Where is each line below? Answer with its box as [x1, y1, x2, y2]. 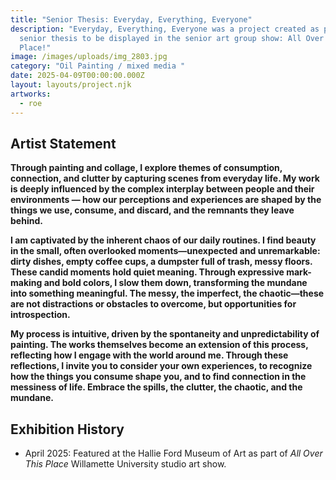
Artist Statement [10, 135, 117, 152]
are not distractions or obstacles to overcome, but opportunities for [10, 298, 297, 310]
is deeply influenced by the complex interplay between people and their [10, 183, 315, 195]
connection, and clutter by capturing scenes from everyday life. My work [10, 172, 320, 185]
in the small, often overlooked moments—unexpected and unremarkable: [10, 245, 321, 257]
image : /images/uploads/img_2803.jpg [10, 52, 168, 62]
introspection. [10, 309, 71, 321]
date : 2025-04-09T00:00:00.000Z [10, 71, 145, 81]
